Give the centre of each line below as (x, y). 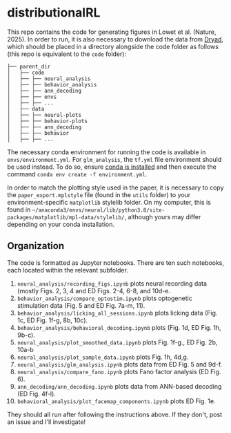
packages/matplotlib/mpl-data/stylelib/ (66, 217)
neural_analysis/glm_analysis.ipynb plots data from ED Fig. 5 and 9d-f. (120, 364)
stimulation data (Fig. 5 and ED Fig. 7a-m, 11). (81, 305)
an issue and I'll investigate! (47, 422)
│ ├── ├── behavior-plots (48, 121)
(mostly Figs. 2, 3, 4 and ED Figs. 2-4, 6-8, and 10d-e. (94, 291)
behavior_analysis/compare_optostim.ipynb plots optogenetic (105, 298)
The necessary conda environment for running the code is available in (107, 152)
